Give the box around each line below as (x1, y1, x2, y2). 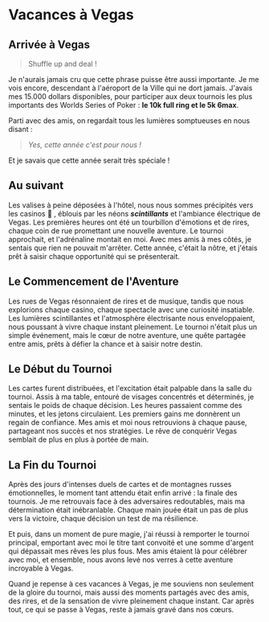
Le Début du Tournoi (8, 362, 112, 376)
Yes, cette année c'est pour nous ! (27, 140, 142, 150)
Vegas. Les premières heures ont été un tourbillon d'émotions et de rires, (8, 217, 251, 227)
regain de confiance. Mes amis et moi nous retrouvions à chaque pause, (8, 418, 247, 427)
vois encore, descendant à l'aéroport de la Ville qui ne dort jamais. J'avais (8, 83, 253, 93)
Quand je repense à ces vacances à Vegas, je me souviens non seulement (8, 579, 255, 589)
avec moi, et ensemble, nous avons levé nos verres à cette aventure (8, 555, 234, 565)
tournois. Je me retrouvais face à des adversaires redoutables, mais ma (8, 496, 246, 506)
